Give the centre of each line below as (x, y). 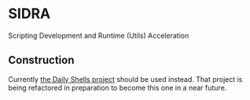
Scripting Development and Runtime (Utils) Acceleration (99, 35)
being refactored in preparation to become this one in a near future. (118, 87)
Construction (41, 60)
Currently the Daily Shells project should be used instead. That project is (125, 79)
